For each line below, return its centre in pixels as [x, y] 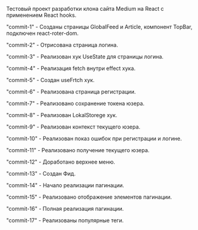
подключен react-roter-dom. [43, 33]
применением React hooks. [41, 15]
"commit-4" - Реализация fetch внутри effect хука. [71, 68]
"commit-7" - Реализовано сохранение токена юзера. [75, 103]
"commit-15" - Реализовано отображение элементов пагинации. [89, 197]
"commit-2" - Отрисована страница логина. [62, 45]
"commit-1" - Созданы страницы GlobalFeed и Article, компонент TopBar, [99, 27]
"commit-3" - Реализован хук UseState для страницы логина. [85, 56]
